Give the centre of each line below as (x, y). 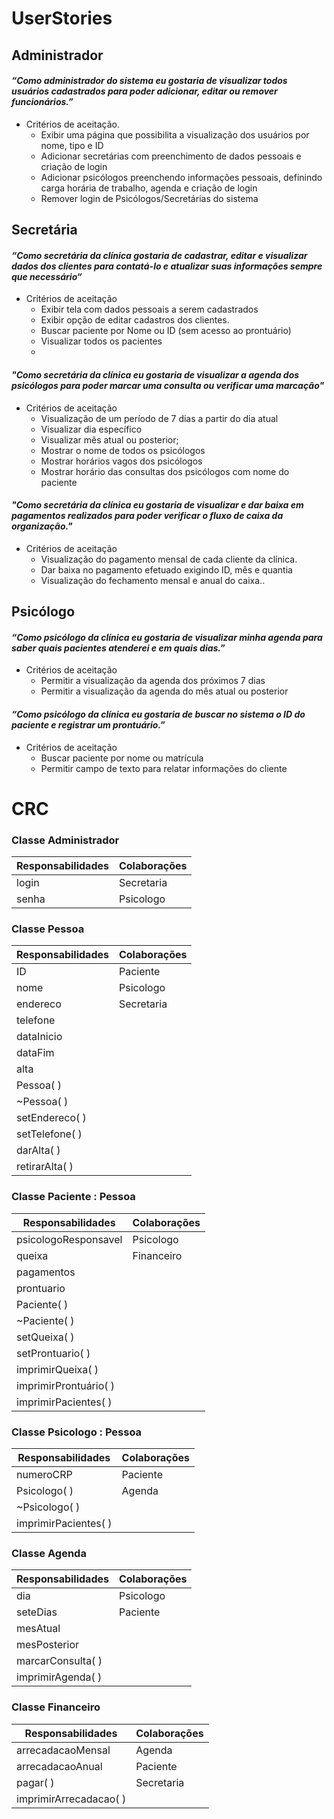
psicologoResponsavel (69, 1239)
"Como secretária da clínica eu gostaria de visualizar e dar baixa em (157, 505)
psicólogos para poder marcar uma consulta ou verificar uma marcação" (168, 385)
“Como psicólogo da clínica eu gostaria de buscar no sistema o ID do (158, 714)
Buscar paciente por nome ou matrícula (122, 758)
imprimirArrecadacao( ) (71, 1799)
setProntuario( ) (53, 1353)
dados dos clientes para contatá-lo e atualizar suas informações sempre (167, 266)
